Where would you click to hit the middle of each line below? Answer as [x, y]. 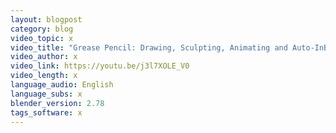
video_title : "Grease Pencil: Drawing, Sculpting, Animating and [149, 47]
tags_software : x [46, 112]
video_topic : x [42, 38]
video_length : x [44, 76]
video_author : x [44, 57]
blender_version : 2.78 [57, 103]
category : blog [42, 29]
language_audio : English [62, 85]
